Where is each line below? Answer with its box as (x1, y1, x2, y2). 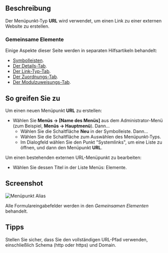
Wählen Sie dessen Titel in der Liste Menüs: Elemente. (12, 164, 127, 170)
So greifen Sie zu (5, 94, 60, 103)
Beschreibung (5, 4, 51, 13)
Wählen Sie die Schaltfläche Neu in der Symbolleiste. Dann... (20, 128, 149, 134)
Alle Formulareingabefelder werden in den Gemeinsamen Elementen (5, 202, 149, 209)
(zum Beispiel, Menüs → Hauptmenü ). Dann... (12, 123, 110, 129)
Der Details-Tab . (12, 63, 47, 69)
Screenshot (5, 179, 43, 188)
